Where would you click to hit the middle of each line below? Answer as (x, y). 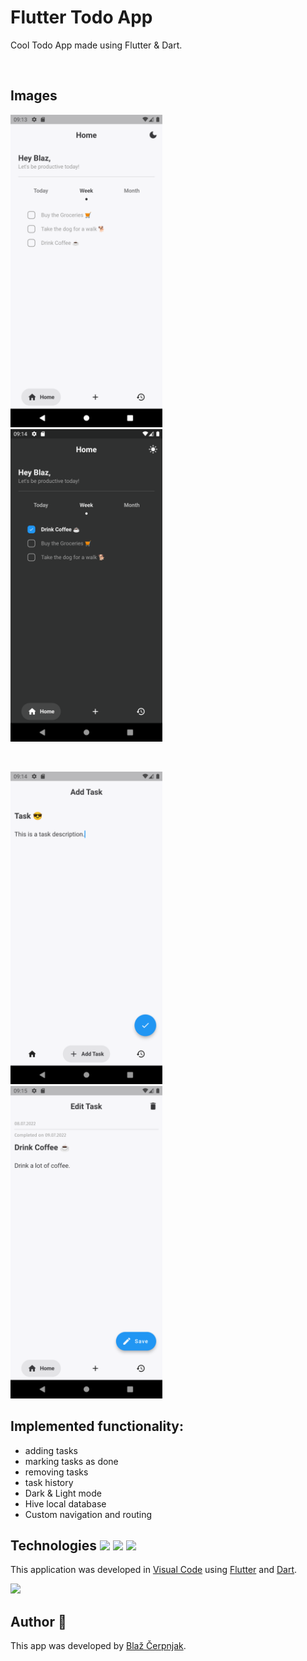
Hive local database (65, 1503)
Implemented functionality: (97, 1426)
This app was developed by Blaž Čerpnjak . (98, 1646)
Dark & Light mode (63, 1493)
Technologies (54, 1545)
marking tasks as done (71, 1461)
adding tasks (51, 1450)
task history (49, 1482)
